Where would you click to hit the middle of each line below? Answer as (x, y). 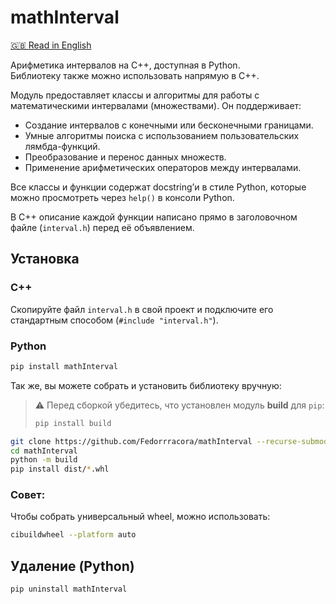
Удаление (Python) (72, 566)
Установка (45, 259)
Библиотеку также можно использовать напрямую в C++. (135, 75)
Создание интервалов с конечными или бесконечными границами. (169, 125)
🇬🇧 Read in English (51, 45)
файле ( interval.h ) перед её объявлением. (102, 227)
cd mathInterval (44, 451)
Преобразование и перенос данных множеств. (125, 157)
